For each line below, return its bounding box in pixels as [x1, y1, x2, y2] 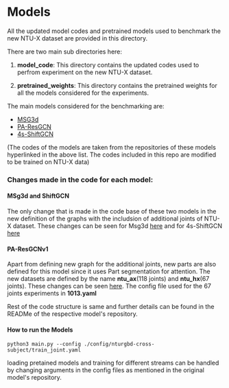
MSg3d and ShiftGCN [7, 192, 70, 200]
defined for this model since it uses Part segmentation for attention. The [7, 267, 210, 275]
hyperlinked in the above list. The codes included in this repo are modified [7, 150, 217, 159]
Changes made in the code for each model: [7, 174, 154, 184]
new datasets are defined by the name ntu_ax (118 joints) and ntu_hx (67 [7, 275, 210, 283]
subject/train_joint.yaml [7, 347, 81, 354]
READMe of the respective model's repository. [7, 310, 138, 318]
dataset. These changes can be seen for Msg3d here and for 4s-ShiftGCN [12, 222, 223, 230]
